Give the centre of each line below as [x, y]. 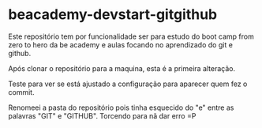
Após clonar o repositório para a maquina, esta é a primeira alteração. [122, 68]
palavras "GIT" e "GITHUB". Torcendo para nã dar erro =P [102, 115]
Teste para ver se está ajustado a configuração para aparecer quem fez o [128, 84]
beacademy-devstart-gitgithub [113, 15]
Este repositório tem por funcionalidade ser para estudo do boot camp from [131, 36]
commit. [21, 92]
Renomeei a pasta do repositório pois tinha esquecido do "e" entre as [121, 107]
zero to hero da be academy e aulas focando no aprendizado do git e [120, 44]
